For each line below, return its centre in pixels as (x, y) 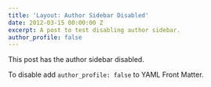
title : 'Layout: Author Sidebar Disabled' (78, 15)
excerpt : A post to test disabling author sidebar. (94, 30)
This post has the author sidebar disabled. (76, 60)
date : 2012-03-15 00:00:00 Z (56, 23)
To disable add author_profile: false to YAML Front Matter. (106, 74)
